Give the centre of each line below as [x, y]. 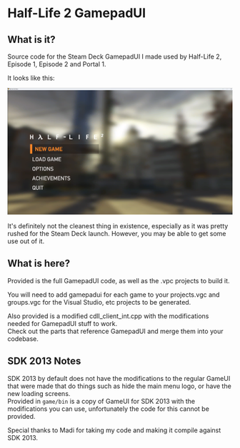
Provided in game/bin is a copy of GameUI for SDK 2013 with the [101, 401]
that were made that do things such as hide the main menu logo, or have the [120, 386]
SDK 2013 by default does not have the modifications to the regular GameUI [119, 378]
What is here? [39, 264]
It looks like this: [31, 78]
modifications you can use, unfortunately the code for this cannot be [108, 409]
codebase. [23, 338]
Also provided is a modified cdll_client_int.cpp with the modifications [108, 316]
